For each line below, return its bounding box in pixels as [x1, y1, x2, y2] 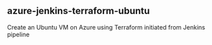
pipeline [7, 30, 30, 38]
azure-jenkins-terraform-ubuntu [7, 5, 150, 17]
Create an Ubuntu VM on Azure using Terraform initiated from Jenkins [7, 23, 206, 31]
